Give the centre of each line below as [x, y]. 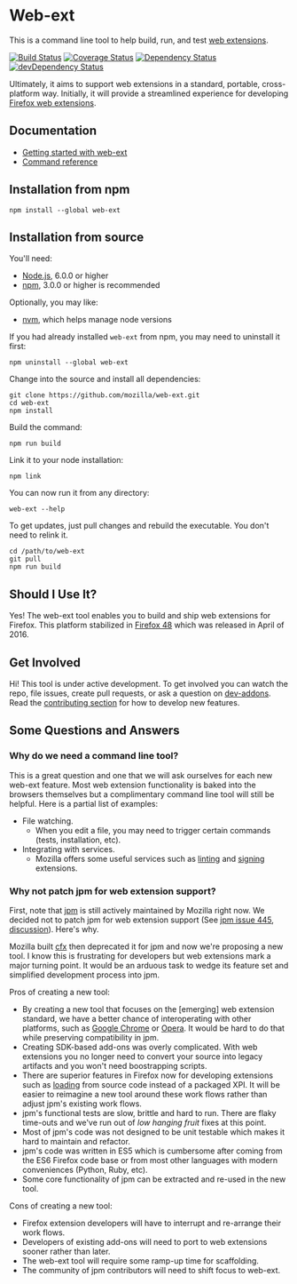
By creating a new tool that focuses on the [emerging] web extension [148, 1009]
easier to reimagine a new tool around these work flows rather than [145, 1094]
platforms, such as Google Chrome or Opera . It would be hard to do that [153, 1028]
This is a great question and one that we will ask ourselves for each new [141, 775]
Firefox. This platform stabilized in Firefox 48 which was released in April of [147, 625]
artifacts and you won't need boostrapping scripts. [114, 1065]
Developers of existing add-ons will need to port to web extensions [145, 1241]
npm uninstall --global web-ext [69, 363]
